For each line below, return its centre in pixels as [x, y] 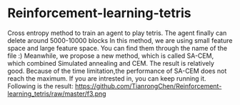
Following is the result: [40, 86]
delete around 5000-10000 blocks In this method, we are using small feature [120, 40]
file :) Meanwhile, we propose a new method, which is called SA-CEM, [111, 56]
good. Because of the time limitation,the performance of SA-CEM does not [117, 71]
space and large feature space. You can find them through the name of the [117, 48]
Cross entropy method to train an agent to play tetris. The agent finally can [117, 33]
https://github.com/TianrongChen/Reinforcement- [148, 86]
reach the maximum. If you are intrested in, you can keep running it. [107, 78]
